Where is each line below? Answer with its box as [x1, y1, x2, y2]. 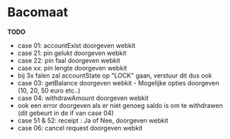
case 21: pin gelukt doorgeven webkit [17, 49, 127, 57]
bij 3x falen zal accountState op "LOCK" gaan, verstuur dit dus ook [17, 71, 212, 80]
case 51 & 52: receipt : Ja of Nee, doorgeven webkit [17, 116, 168, 124]
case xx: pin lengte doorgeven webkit [17, 64, 127, 72]
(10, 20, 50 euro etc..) [17, 86, 81, 95]
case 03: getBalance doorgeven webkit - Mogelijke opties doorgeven [17, 78, 219, 87]
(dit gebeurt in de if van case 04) [17, 109, 115, 117]
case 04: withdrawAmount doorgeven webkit [17, 93, 149, 102]
